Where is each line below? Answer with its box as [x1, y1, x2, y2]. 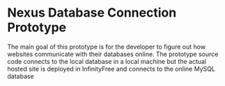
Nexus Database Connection [7, 5, 177, 21]
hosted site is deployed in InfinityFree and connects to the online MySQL [7, 64, 216, 73]
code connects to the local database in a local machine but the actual [7, 57, 207, 65]
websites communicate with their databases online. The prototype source [7, 50, 219, 58]
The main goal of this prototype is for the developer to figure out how [7, 42, 206, 51]
